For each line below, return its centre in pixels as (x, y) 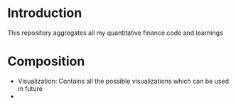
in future (30, 88)
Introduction (45, 13)
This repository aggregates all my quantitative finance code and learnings (116, 33)
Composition (46, 61)
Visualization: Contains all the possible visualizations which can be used (123, 81)
